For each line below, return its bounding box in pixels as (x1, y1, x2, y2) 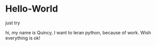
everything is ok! (5, 35, 41, 41)
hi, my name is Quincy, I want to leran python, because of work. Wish (5, 29, 151, 35)
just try (5, 20, 20, 26)
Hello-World (5, 3, 58, 15)
